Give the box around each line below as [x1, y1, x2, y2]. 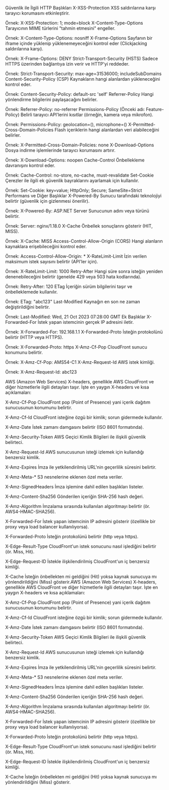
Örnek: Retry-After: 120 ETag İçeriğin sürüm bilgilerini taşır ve [5, 284, 133, 290]
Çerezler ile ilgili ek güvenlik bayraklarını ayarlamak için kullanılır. [5, 178, 140, 184]
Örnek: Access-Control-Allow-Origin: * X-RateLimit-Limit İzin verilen [5, 253, 147, 259]
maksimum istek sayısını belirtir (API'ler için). [5, 259, 98, 264]
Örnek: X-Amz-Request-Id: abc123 [5, 369, 77, 375]
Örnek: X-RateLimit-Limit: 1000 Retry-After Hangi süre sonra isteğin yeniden [5, 268, 163, 274]
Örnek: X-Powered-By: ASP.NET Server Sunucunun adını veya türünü [5, 208, 150, 214]
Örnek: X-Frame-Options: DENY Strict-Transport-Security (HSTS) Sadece [5, 55, 158, 62]
